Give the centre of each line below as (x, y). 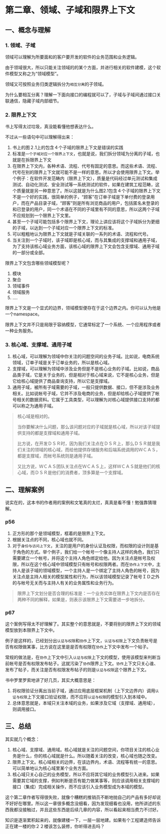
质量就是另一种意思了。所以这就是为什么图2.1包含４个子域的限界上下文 (88, 191)
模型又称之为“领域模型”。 (35, 73)
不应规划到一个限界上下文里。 (42, 216)
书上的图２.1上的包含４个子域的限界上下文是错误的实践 (68, 148)
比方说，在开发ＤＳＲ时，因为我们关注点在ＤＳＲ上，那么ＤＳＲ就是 (86, 443)
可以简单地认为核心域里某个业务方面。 (51, 768)
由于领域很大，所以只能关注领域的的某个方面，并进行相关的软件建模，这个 (81, 67)
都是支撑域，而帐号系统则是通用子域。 (56, 456)
